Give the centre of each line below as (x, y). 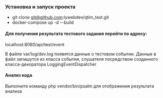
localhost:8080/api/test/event (35, 44)
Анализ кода (19, 75)
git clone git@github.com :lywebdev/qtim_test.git (61, 17)
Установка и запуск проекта (40, 7)
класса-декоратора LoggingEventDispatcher (51, 64)
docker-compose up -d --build (43, 22)
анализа (14, 91)
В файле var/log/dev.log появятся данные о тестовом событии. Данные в (81, 54)
